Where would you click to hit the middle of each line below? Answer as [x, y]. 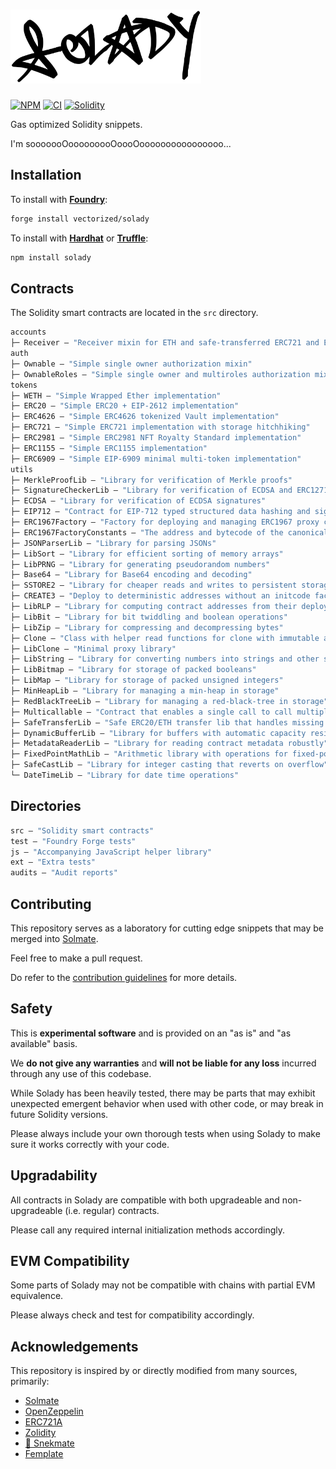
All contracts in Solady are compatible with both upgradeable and [145, 1200]
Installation [46, 175]
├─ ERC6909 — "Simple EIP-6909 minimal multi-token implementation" [156, 459]
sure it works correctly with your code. [90, 1144]
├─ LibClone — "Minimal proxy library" [93, 649]
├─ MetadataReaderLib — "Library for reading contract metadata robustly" [169, 744]
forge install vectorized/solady [80, 219]
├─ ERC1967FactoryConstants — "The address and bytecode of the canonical [169, 532]
